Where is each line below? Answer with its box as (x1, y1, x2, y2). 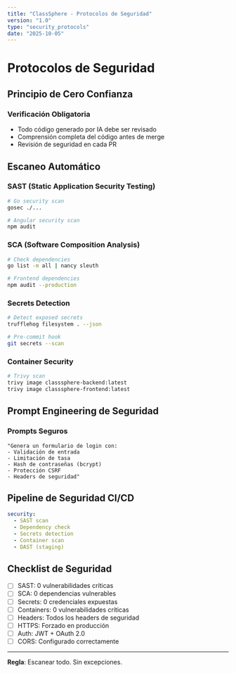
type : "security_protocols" (7, 23, 90, 30)
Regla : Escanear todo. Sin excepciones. (7, 658, 123, 666)
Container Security (7, 357, 74, 366)
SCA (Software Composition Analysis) (7, 240, 140, 250)
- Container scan (13, 537, 65, 544)
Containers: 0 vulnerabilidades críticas (17, 605, 129, 614)
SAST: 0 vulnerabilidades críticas (17, 582, 114, 590)
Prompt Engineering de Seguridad (7, 405, 159, 417)
